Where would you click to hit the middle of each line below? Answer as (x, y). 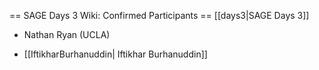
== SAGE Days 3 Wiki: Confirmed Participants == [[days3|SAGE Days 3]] (159, 15)
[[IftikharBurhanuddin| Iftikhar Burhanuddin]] (115, 54)
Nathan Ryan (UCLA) (67, 34)
